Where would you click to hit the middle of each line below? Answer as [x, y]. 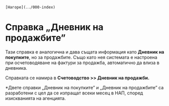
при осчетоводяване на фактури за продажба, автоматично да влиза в [82, 63]
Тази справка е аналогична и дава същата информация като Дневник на [85, 52]
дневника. [16, 68]
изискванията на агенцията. [36, 98]
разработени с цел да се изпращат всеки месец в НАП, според [74, 93]
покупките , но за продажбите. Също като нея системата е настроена [81, 57]
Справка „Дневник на [55, 27]
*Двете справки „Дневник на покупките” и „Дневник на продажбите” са [84, 87]
